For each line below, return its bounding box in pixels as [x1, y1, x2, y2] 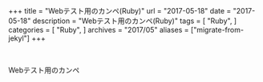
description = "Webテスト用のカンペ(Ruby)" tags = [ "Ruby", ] [32, 16, 237, 25]
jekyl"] [8, 33, 30, 43]
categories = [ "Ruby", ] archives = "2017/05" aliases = [8, 25, 190, 34]
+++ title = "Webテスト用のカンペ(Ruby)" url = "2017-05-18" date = [8, 6, 232, 15]
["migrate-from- [191, 25, 245, 34]
